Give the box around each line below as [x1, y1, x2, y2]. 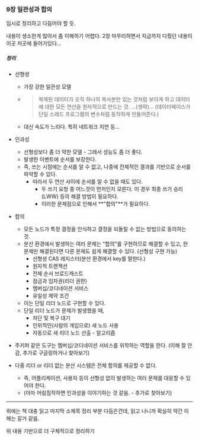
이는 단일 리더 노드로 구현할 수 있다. [23, 299, 106, 307]
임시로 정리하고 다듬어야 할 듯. [6, 20, 76, 27]
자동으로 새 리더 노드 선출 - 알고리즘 [32, 329, 115, 336]
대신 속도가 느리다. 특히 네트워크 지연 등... [23, 123, 120, 130]
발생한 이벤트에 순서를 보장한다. [23, 156, 97, 163]
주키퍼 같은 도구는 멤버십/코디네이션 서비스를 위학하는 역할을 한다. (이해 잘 [14, 342, 187, 349]
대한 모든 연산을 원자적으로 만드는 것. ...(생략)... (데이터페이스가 [44, 103, 191, 110]
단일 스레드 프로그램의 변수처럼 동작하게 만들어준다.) [38, 111, 159, 118]
